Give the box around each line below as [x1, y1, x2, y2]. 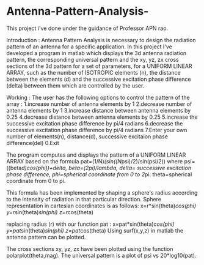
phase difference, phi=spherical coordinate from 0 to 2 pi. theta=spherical [6, 170, 192, 178]
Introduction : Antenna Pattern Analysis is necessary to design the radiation [6, 36, 197, 43]
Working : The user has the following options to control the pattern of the [6, 94, 191, 101]
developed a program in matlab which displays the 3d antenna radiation [6, 49, 187, 56]
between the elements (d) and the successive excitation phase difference [6, 75, 191, 83]
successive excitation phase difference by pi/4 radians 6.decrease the [6, 119, 183, 127]
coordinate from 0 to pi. [6, 177, 66, 184]
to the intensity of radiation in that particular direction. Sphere [6, 195, 162, 203]
